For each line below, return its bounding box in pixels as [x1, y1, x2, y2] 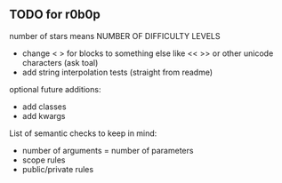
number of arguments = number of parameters [21, 145, 194, 155]
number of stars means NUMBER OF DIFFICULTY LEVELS [9, 30, 221, 41]
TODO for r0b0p [9, 7, 101, 22]
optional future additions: [9, 84, 101, 94]
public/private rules [21, 163, 94, 174]
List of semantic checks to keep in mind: [9, 128, 157, 139]
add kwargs [21, 110, 66, 121]
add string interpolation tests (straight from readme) [21, 67, 214, 77]
